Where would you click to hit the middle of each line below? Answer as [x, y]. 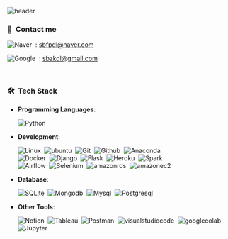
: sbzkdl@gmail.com [68, 59]
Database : [33, 179]
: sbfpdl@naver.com [64, 45]
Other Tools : [36, 206]
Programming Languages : [57, 109]
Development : [39, 137]
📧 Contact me [32, 29]
